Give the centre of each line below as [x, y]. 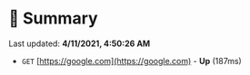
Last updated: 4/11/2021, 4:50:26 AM [80, 43]
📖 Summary [53, 19]
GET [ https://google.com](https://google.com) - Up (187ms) [131, 61]
